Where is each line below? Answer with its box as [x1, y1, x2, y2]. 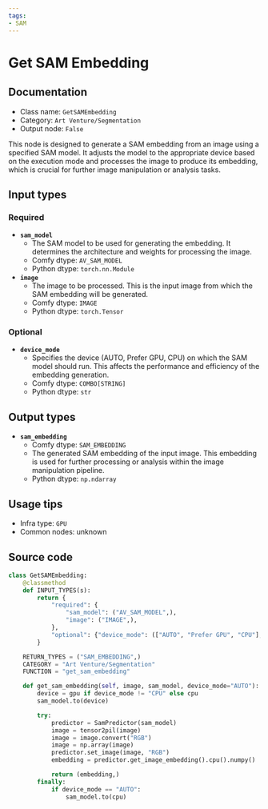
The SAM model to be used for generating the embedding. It [31, 238, 231, 248]
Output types [8, 410, 76, 424]
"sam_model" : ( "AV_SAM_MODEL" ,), [65, 609, 178, 617]
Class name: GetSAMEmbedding [19, 106, 117, 116]
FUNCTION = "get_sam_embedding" [22, 667, 130, 676]
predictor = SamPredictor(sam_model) [50, 719, 178, 727]
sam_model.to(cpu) [65, 793, 127, 801]
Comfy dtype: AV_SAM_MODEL [31, 255, 122, 265]
